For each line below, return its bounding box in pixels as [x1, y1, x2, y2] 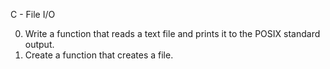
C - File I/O [10, 9, 56, 20]
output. [24, 39, 55, 50]
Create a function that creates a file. [24, 49, 174, 61]
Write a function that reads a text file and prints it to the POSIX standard [24, 28, 321, 39]
